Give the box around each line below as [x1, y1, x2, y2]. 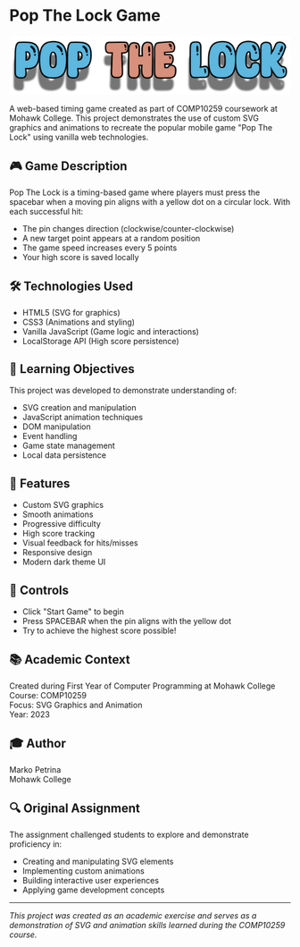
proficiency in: [9, 838, 62, 850]
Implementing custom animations [21, 865, 145, 876]
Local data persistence [21, 450, 107, 461]
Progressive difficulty [21, 519, 101, 529]
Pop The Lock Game [9, 5, 161, 26]
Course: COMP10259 [9, 689, 87, 700]
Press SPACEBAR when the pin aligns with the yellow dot [21, 616, 232, 627]
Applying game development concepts [21, 884, 165, 895]
